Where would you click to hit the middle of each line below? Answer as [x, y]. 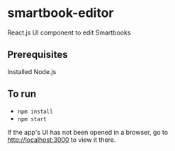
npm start [32, 119]
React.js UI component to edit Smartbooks [69, 32]
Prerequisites [38, 55]
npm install [35, 111]
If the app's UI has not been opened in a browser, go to [88, 132]
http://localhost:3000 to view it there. [62, 140]
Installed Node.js [32, 71]
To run [22, 94]
